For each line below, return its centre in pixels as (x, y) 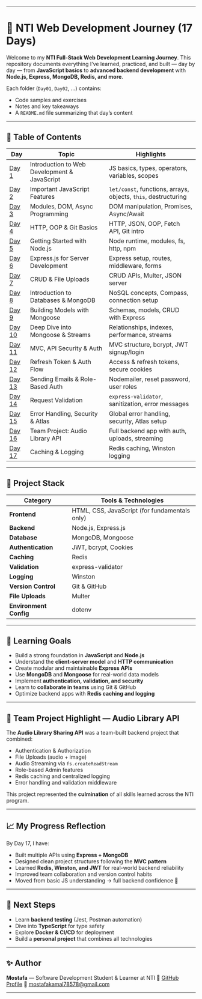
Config (19, 613)
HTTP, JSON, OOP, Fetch (145, 223)
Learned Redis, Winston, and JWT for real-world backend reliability (99, 868)
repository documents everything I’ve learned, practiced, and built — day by (101, 64)
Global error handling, (139, 413)
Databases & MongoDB (63, 300)
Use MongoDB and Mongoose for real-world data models (87, 675)
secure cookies (130, 369)
